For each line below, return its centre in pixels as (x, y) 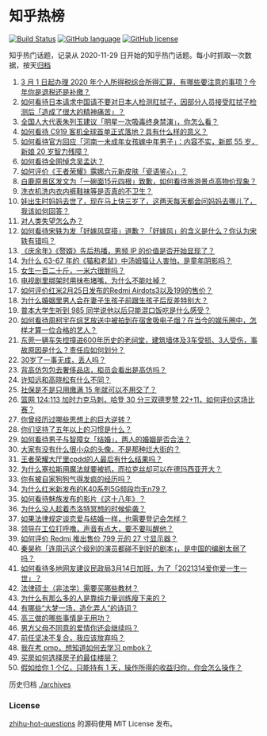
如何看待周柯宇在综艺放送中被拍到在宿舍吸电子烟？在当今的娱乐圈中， (135, 320)
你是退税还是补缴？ (59, 91)
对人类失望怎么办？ (52, 221)
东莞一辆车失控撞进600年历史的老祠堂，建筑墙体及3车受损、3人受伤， (135, 340)
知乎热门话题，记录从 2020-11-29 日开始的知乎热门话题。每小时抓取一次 (127, 55)
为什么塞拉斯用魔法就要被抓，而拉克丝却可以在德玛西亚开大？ (121, 468)
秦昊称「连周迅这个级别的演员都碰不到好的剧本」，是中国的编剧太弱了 (133, 548)
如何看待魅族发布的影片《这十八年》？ (83, 499)
